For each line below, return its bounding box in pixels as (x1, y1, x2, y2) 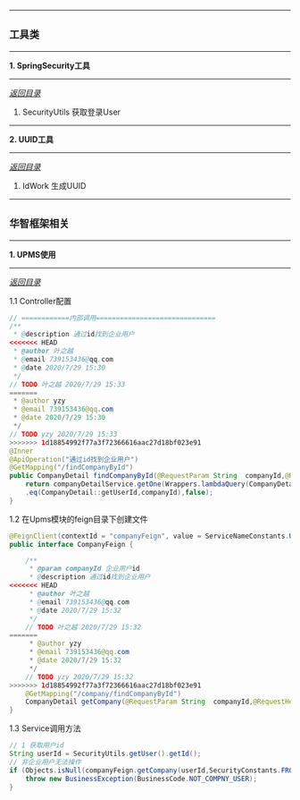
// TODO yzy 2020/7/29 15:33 (9, 430, 118, 438)
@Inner (9, 447, 34, 455)
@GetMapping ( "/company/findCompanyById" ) (25, 689, 181, 698)
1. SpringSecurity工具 (9, 60, 91, 71)
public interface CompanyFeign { (9, 540, 134, 549)
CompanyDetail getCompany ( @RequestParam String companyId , (25, 697, 254, 707)
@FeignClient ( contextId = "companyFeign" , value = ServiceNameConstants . (9, 532, 290, 540)
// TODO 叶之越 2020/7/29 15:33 (9, 379, 126, 389)
